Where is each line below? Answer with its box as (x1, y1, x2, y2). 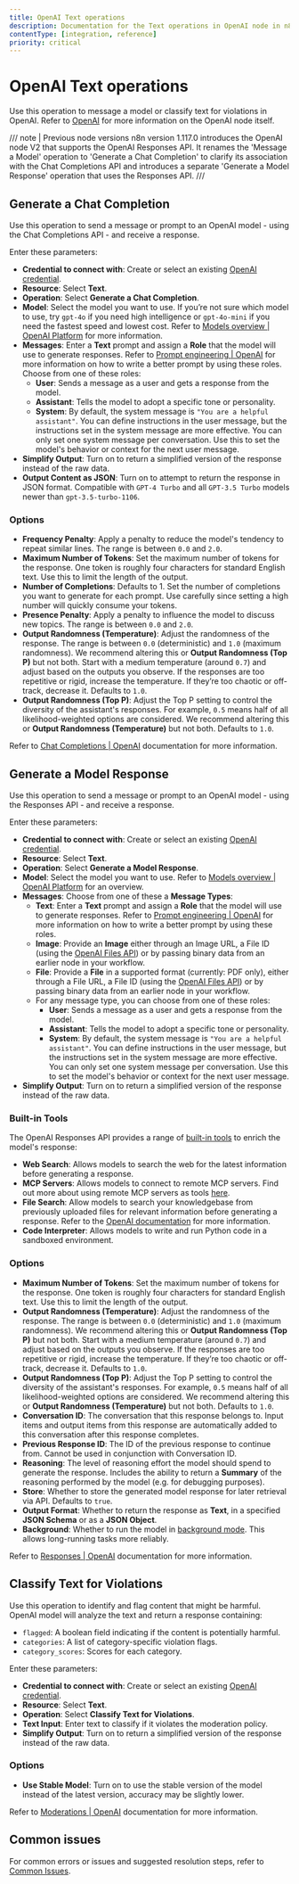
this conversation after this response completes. (21, 1428, 199, 1440)
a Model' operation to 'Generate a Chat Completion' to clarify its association (9, 152, 287, 162)
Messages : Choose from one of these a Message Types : (21, 891, 233, 901)
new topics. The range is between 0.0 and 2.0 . (21, 619, 194, 629)
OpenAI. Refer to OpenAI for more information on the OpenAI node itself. (9, 115, 275, 126)
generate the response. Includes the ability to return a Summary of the (21, 1467, 282, 1477)
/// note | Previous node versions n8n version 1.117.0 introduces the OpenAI (9, 133, 283, 144)
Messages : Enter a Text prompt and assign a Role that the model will (21, 340, 276, 350)
